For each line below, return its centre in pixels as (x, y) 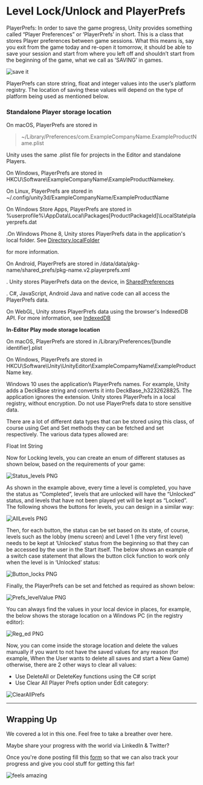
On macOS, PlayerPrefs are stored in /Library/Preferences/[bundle (89, 341)
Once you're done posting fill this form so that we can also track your (92, 757)
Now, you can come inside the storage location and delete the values (92, 645)
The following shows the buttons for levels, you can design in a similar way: (100, 507)
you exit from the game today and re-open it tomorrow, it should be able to (99, 47)
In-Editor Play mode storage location (53, 330)
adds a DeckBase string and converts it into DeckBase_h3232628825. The (99, 390)
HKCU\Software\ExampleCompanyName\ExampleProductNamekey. (91, 179)
